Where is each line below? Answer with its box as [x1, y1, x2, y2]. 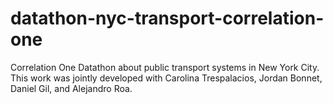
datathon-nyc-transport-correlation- [10, 7, 325, 30]
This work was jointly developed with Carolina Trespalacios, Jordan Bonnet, [10, 72, 323, 84]
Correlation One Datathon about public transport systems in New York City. [10, 61, 320, 73]
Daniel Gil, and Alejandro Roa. [10, 82, 133, 94]
